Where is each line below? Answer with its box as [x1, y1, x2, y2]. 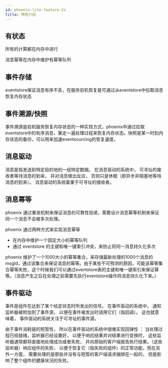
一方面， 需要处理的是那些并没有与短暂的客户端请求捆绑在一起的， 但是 [9, 351, 157, 357]
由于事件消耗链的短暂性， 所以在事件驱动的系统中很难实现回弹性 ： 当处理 [5, 326, 158, 332]
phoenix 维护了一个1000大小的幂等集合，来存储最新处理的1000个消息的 [5, 254, 153, 260]
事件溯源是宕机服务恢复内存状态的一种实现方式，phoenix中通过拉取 [5, 123, 145, 129]
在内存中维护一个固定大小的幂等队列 [12, 237, 88, 243]
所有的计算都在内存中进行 [5, 46, 58, 52]
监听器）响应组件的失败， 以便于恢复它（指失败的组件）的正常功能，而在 [5, 345, 156, 351]
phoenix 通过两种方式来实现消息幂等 [5, 226, 80, 232]
